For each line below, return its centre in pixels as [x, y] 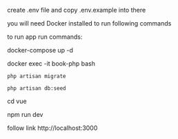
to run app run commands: [45, 37]
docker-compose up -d [40, 50]
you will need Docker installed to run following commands [89, 23]
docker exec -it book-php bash [51, 64]
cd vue [17, 101]
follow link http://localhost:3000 [52, 128]
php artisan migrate [37, 76]
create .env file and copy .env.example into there [77, 10]
